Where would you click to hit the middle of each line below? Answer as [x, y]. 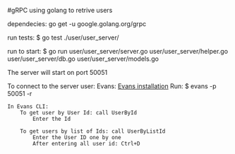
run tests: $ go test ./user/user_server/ [63, 37]
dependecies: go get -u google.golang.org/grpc [77, 24]
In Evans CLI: [28, 107]
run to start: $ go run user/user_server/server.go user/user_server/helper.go [117, 51]
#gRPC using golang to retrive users [60, 10]
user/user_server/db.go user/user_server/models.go [83, 59]
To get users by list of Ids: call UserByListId [93, 131]
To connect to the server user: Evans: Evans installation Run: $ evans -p [112, 86]
